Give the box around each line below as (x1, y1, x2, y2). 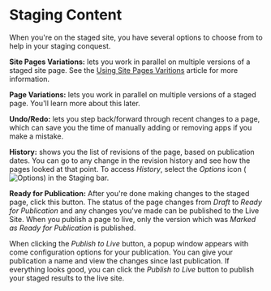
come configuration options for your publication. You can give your (9, 247, 234, 257)
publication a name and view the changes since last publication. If (9, 255, 230, 265)
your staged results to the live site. (9, 273, 125, 283)
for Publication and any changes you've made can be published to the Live (9, 205, 260, 216)
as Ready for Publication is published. (9, 223, 136, 233)
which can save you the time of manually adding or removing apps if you (9, 122, 252, 132)
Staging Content (9, 6, 123, 24)
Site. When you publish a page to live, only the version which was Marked (9, 214, 256, 224)
